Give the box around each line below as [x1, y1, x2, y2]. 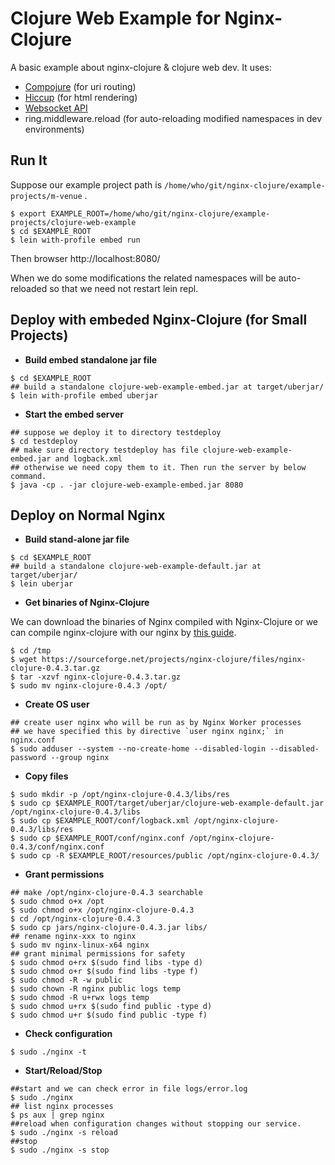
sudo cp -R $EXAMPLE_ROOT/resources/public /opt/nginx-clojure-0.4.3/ [19, 851, 320, 861]
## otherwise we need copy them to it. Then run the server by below [10, 462, 307, 472]
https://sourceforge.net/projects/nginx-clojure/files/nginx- [41, 655, 307, 665]
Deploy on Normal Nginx [10, 507, 166, 524]
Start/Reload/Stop [24, 1065, 103, 1077]
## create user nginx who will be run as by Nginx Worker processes [10, 718, 302, 728]
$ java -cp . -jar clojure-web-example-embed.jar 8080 [10, 480, 244, 490]
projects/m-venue [10, 191, 83, 201]
